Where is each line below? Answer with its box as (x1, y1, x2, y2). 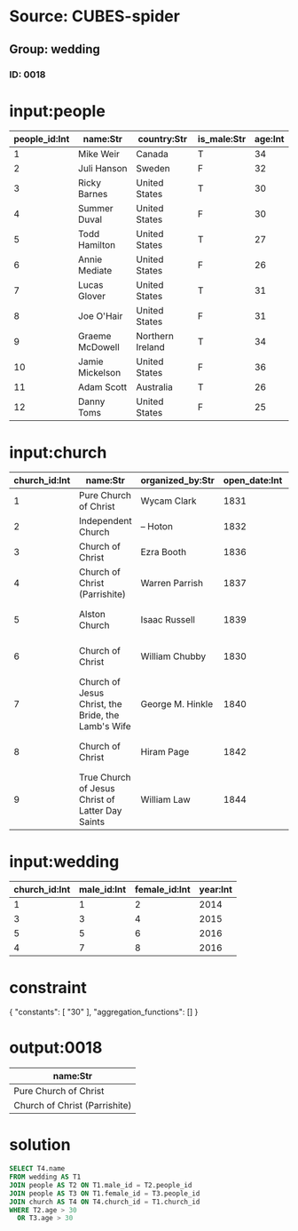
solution (9, 1135, 71, 1156)
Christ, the (78, 698, 122, 711)
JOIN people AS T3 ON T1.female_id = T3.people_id (9, 1188, 200, 1198)
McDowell (78, 341, 120, 353)
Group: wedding (9, 42, 100, 57)
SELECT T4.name (9, 1164, 66, 1173)
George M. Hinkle (140, 698, 214, 711)
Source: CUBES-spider (9, 6, 180, 27)
